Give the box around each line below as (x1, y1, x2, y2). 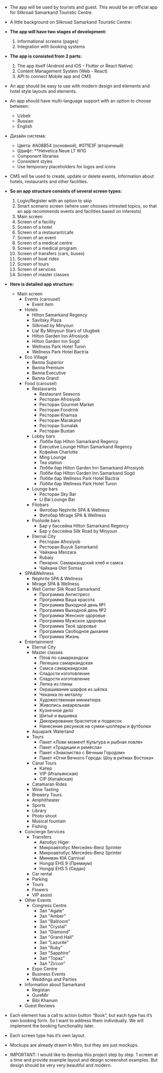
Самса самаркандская (39, 665, 88, 671)
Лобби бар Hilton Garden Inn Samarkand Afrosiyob (39, 465, 144, 470)
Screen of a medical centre (17, 240, 73, 246)
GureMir (32, 992, 49, 998)
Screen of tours (17, 261, 49, 267)
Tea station (39, 460, 62, 466)
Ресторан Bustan (39, 428, 75, 434)
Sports (32, 803, 46, 808)
